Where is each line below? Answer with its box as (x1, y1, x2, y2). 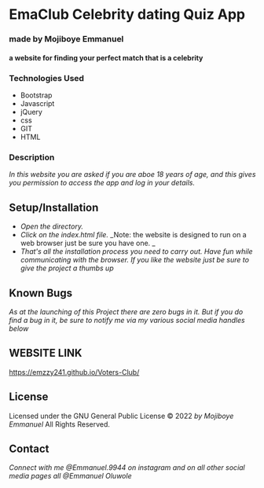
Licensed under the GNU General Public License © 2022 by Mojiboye (9, 411, 234, 420)
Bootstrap (20, 90, 53, 100)
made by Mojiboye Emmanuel (9, 34, 124, 45)
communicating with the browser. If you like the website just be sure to (20, 255, 250, 265)
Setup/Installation (9, 200, 99, 214)
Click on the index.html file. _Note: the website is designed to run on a (20, 230, 247, 240)
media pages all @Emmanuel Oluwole (9, 471, 132, 481)
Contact (9, 442, 49, 455)
